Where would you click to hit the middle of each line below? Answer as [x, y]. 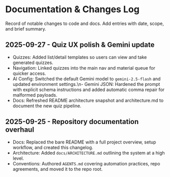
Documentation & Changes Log [73, 9]
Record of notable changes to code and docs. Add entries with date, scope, [85, 23]
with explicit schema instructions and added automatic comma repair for [89, 90]
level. [18, 158]
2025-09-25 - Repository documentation [72, 122]
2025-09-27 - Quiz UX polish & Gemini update [80, 45]
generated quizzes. [33, 63]
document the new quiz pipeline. [47, 106]
